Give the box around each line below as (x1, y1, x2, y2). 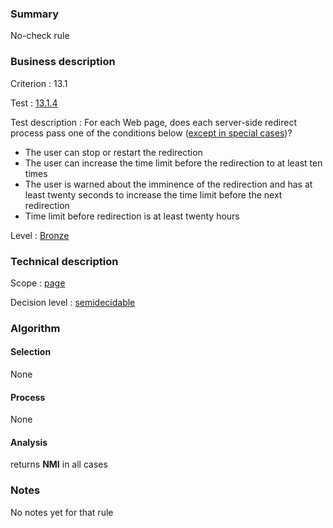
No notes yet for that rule (10, 506, 114, 518)
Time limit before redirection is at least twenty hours (24, 210, 240, 222)
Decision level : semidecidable (10, 296, 136, 308)
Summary (10, 7, 60, 21)
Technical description (10, 254, 119, 268)
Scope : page (10, 277, 66, 289)
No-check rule (10, 30, 70, 42)
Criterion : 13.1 (10, 77, 68, 89)
